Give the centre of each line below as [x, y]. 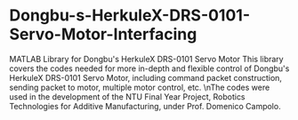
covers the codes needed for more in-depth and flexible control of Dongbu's [149, 68]
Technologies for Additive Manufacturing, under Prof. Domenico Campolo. [145, 106]
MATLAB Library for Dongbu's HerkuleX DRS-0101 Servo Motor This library [146, 59]
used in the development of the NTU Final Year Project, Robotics [128, 96]
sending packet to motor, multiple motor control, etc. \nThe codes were [140, 87]
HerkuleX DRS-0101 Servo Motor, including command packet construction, [146, 77]
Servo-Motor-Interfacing [103, 34]
